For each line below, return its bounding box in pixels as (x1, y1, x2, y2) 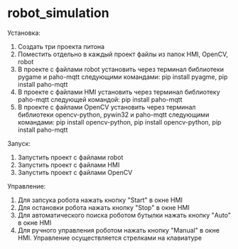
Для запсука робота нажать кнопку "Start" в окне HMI (17, 196, 183, 204)
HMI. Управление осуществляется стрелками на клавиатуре (17, 233, 202, 242)
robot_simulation (7, 5, 109, 21)
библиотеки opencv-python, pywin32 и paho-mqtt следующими (17, 110, 210, 119)
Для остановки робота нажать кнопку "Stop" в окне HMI (17, 203, 190, 211)
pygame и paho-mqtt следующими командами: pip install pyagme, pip (17, 73, 228, 81)
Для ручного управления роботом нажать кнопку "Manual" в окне (17, 226, 220, 234)
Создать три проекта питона (17, 42, 105, 51)
